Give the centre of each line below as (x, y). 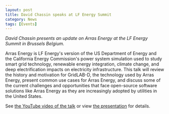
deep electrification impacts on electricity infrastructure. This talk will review (85, 70)
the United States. (24, 96)
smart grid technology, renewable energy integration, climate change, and (82, 64)
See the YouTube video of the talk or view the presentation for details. (78, 106)
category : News (21, 19)
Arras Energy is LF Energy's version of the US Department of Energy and (81, 53)
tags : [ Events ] (21, 24)
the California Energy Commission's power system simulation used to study (84, 59)
